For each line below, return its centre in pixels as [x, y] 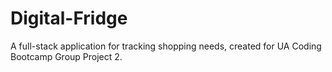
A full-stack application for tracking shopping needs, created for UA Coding [166, 46]
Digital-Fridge [69, 18]
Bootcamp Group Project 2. [66, 56]
